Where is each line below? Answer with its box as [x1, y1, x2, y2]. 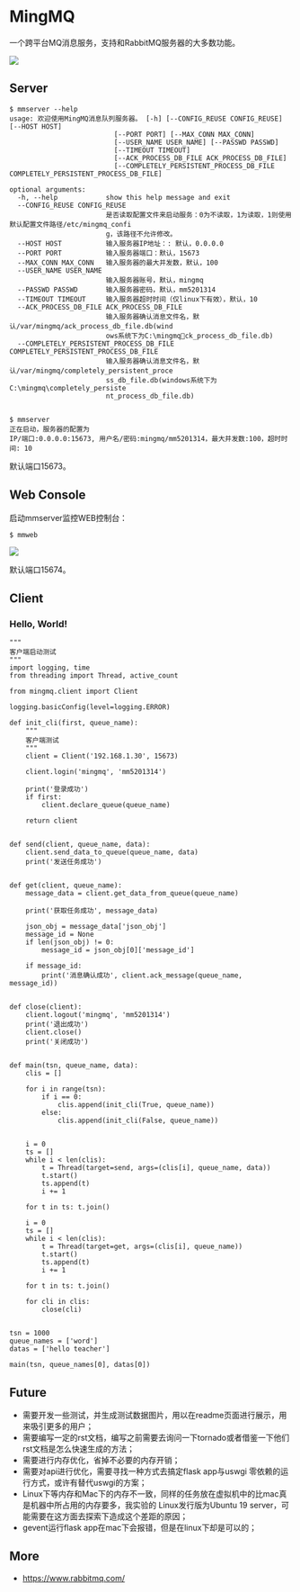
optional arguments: [9, 184, 87, 194]
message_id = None [25, 930, 94, 940]
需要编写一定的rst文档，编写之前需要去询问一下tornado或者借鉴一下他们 [22, 1433, 290, 1444]
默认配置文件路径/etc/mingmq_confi [9, 220, 132, 229]
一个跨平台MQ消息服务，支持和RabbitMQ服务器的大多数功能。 [9, 37, 241, 48]
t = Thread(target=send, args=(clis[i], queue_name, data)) [41, 1164, 271, 1173]
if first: [25, 793, 63, 802]
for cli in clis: [25, 1298, 91, 1307]
